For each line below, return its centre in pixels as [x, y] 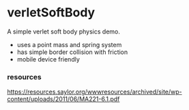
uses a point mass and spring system [69, 44]
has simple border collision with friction [72, 52]
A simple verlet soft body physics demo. [64, 31]
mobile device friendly [48, 59]
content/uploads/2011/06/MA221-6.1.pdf [63, 99]
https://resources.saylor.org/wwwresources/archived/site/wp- [94, 92]
